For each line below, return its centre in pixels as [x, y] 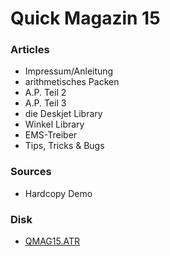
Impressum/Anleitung [69, 71]
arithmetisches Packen [72, 82]
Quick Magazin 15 [85, 18]
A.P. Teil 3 [45, 103]
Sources [31, 172]
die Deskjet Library [63, 114]
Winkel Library [54, 124]
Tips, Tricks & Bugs [64, 146]
